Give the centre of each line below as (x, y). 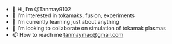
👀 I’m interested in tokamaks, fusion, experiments (73, 15)
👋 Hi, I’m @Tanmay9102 (41, 9)
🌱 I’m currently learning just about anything (65, 22)
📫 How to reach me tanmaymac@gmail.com (68, 35)
